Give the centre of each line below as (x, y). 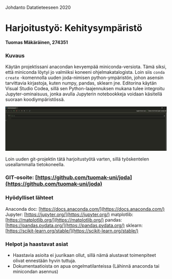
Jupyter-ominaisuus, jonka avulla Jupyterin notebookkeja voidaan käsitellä (84, 94)
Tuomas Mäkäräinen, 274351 (37, 42)
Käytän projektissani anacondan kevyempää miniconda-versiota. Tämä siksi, (86, 67)
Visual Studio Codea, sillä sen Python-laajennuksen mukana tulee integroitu (85, 89)
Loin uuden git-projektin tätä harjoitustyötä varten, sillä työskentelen (77, 159)
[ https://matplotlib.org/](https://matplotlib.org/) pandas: (64, 220)
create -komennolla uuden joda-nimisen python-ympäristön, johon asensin (84, 78)
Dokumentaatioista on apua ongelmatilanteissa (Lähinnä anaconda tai (86, 266)
